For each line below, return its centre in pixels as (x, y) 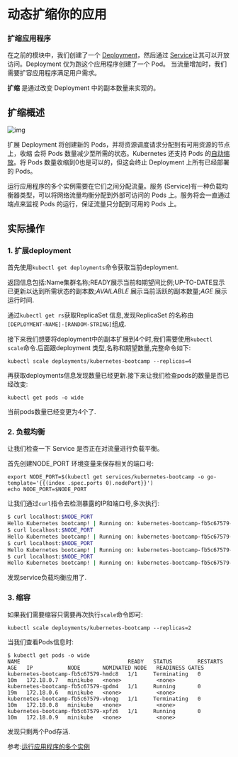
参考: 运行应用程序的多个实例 (49, 746)
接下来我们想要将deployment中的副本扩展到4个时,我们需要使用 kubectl (110, 339)
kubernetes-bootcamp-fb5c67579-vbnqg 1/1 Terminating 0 (104, 699)
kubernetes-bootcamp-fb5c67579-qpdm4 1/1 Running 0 (104, 686)
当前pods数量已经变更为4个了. (52, 411)
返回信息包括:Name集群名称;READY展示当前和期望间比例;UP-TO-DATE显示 (116, 282)
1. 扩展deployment (39, 250)
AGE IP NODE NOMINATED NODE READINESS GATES (106, 668)
